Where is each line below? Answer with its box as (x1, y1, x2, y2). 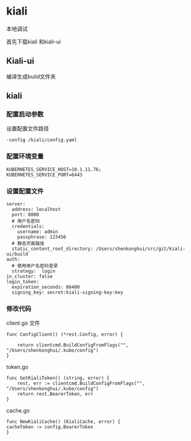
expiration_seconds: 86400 (12, 284, 80, 291)
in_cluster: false (6, 274, 53, 280)
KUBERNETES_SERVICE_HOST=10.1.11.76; (6, 166, 102, 172)
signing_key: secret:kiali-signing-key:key (12, 289, 123, 295)
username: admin (17, 229, 59, 235)
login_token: (6, 279, 39, 285)
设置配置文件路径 (6, 125, 49, 132)
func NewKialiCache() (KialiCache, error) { (6, 419, 121, 425)
